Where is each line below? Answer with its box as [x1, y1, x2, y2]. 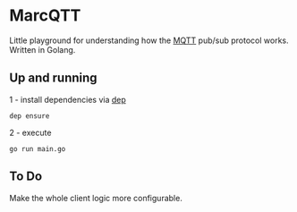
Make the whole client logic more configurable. [9, 192, 183, 203]
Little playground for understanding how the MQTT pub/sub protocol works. [9, 35, 289, 46]
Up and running [9, 71, 98, 86]
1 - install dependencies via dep [9, 94, 127, 105]
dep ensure [9, 111, 50, 121]
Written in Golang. [9, 44, 76, 55]
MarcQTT [9, 5, 81, 26]
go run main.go [9, 144, 66, 153]
